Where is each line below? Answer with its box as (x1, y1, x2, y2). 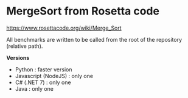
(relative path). (6, 42, 43, 50)
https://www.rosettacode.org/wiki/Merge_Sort (6, 24, 122, 31)
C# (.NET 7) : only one (15, 79, 71, 86)
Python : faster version (15, 65, 72, 73)
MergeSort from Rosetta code (6, 4, 160, 18)
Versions (6, 54, 30, 61)
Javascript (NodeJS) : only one (15, 72, 93, 79)
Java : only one (15, 85, 54, 92)
